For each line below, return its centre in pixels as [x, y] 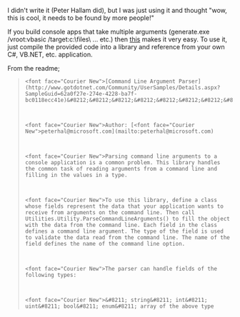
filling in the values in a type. [76, 175]
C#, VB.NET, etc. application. [50, 54]
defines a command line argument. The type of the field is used [124, 231]
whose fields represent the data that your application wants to [124, 206]
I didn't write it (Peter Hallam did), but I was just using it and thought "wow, [117, 10]
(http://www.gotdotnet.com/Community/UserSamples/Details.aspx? [122, 88]
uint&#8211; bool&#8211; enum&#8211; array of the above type [119, 306]
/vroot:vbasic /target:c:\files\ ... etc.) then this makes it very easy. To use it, [117, 39]
